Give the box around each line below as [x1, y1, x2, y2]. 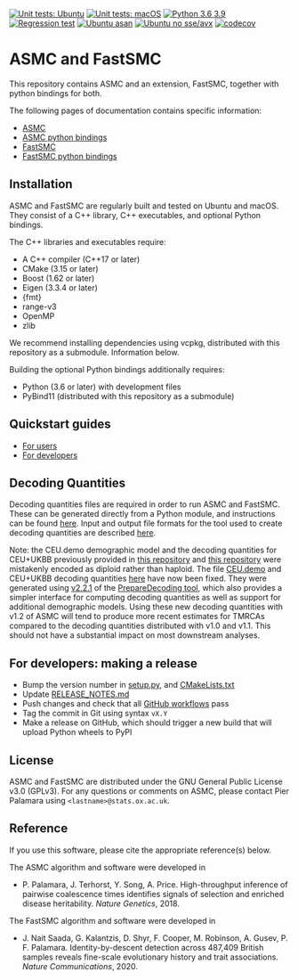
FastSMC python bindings [21, 151, 117, 161]
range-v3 [21, 301, 57, 312]
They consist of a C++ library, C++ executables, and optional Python [9, 209, 261, 220]
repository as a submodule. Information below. [9, 347, 180, 357]
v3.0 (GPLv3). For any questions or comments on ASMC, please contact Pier [9, 786, 289, 796]
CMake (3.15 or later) [21, 263, 100, 274]
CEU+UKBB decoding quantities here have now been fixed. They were [9, 573, 268, 584]
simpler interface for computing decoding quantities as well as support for [9, 592, 282, 603]
